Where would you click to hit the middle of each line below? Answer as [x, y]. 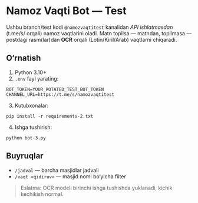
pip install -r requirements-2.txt [50, 116]
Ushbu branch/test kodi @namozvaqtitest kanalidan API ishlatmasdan [90, 27]
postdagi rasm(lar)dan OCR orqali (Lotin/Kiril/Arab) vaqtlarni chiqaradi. [92, 39]
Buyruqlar [25, 156]
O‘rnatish [24, 58]
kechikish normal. [42, 194]
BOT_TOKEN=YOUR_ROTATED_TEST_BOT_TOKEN [55, 89]
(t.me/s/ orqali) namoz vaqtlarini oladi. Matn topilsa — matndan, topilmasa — [99, 33]
